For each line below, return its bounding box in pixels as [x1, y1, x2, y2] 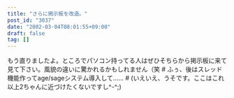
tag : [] [7, 36, 30, 43]
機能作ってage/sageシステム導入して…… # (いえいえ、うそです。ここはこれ [7, 74, 225, 83]
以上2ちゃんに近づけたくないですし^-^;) [7, 83, 122, 91]
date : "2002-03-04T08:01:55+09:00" [7, 23, 111, 30]
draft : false [7, 29, 45, 37]
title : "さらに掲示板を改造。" [7, 10, 88, 17]
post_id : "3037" [7, 17, 54, 24]
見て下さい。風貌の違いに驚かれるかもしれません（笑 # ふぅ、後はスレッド [7, 65, 223, 73]
